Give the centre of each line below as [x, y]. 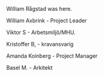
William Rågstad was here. [39, 9]
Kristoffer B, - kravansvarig [40, 44]
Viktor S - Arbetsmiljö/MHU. [41, 32]
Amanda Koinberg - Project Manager [52, 56]
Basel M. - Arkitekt [29, 67]
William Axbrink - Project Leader [47, 20]
